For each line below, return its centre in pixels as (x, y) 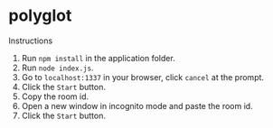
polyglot (40, 16)
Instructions (31, 41)
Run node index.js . (57, 68)
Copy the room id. (55, 96)
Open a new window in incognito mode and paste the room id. (137, 105)
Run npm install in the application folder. (98, 58)
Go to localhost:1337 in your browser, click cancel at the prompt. (142, 77)
